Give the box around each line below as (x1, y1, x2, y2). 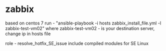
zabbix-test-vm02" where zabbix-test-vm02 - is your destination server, (5, 25, 155, 31)
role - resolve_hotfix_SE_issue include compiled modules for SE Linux (5, 40, 149, 46)
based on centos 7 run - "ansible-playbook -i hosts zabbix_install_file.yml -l (5, 20, 161, 26)
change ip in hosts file (5, 30, 51, 36)
